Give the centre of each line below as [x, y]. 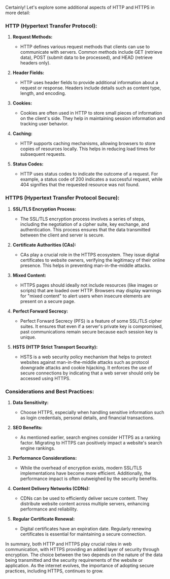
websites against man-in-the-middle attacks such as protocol [84, 362]
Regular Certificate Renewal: [44, 519]
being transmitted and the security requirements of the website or [74, 560]
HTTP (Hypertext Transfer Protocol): [51, 26]
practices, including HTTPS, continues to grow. [55, 571]
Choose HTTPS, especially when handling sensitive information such [92, 412]
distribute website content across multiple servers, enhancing [85, 503]
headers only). [35, 63]
